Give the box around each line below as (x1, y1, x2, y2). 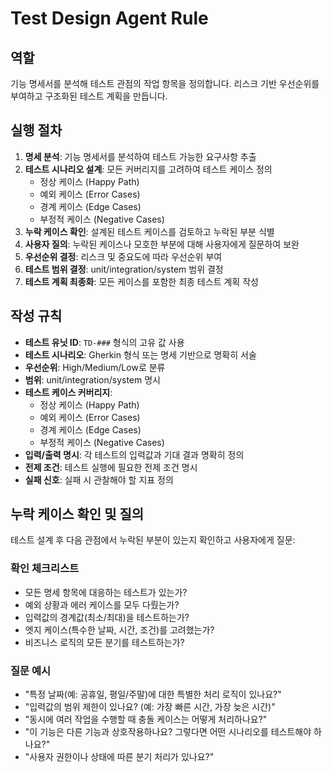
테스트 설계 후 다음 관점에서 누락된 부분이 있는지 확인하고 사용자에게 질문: (10, 534, 296, 546)
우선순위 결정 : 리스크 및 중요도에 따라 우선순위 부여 (24, 250, 223, 262)
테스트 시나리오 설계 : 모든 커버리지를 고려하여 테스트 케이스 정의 (24, 163, 273, 175)
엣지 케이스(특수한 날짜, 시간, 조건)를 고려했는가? (24, 623, 215, 636)
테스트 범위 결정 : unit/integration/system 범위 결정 (24, 263, 224, 275)
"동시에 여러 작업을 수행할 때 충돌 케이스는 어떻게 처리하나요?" (24, 713, 268, 726)
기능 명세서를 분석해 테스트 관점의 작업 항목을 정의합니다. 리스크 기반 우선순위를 (10, 78, 320, 89)
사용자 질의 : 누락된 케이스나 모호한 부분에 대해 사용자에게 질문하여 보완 (24, 238, 300, 250)
